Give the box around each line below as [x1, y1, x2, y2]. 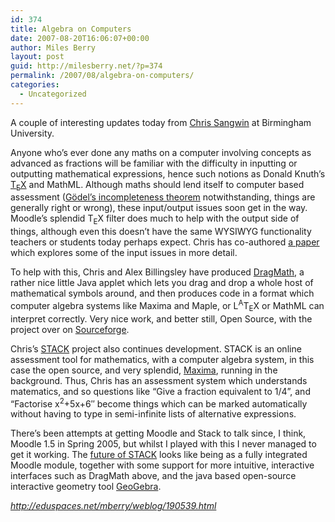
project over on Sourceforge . [10, 323, 130, 335]
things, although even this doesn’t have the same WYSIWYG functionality [10, 226, 312, 238]
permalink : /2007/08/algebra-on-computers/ [10, 71, 195, 81]
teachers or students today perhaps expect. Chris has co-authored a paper [10, 236, 320, 248]
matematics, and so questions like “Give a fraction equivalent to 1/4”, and [10, 385, 311, 397]
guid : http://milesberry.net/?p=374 [10, 61, 163, 71]
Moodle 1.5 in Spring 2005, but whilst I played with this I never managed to [10, 438, 317, 450]
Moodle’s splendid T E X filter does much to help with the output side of [10, 212, 300, 227]
